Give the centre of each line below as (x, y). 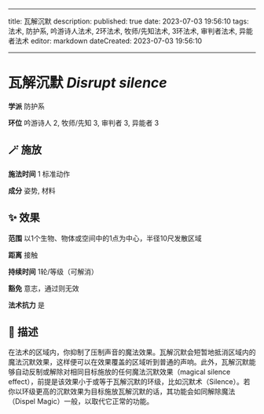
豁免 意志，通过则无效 (44, 288)
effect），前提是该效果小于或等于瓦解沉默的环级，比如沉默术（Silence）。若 (129, 382)
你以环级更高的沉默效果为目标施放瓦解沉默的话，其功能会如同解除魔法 (122, 392)
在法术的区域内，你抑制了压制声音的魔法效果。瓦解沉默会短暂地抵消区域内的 (132, 352)
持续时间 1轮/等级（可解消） (53, 271)
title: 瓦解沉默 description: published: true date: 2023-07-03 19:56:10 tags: (128, 21)
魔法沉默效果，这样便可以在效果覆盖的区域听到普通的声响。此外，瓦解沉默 (128, 362)
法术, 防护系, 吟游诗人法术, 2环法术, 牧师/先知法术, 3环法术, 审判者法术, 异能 (131, 31)
